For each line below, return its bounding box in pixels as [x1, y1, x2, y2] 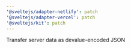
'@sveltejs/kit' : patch [6, 20, 66, 26]
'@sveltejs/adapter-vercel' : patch [6, 14, 96, 20]
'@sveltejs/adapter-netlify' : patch [6, 8, 98, 15]
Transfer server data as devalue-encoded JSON [6, 37, 125, 44]
